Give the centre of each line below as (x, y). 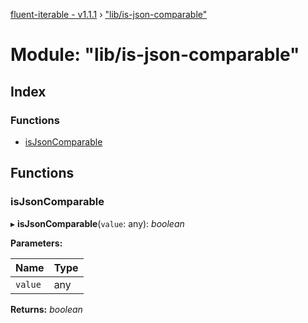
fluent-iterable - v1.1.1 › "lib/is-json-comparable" (109, 14)
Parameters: (36, 243)
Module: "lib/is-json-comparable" (155, 55)
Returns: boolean (46, 309)
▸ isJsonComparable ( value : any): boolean (97, 223)
